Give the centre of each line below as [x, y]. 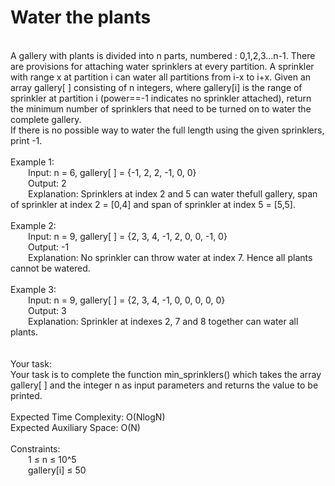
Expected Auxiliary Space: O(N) [75, 427]
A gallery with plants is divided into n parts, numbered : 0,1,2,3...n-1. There [163, 55]
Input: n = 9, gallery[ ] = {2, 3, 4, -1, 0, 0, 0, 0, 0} [127, 300]
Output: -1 [49, 247]
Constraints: [35, 448]
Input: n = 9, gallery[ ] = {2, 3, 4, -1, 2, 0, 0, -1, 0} [128, 236]
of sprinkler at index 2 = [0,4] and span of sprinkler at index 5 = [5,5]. [153, 204]
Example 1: [32, 162]
